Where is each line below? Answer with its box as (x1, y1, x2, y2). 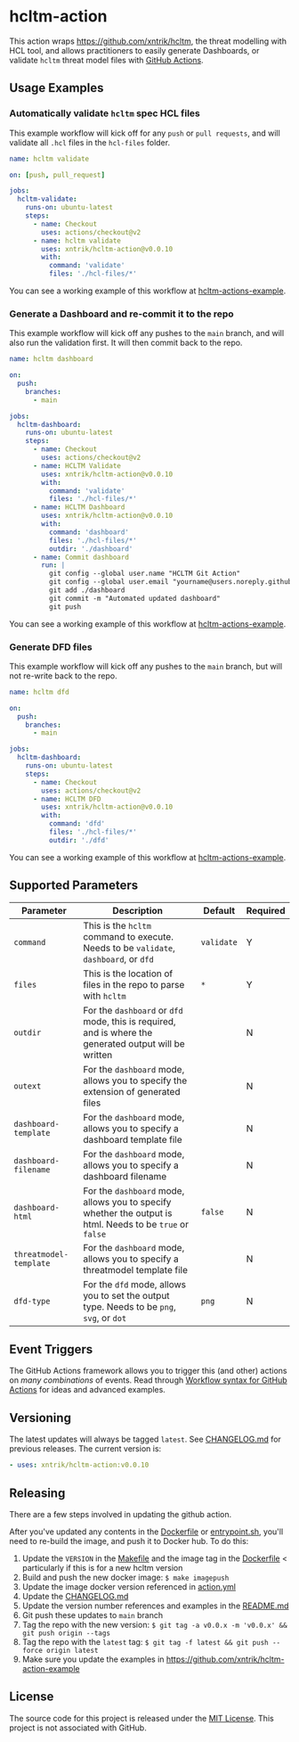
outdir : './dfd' (48, 835, 109, 844)
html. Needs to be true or (83, 1218, 190, 1230)
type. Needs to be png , (83, 1300, 176, 1312)
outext (13, 1081, 42, 1091)
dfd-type (13, 1295, 51, 1306)
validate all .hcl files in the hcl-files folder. (9, 136, 171, 148)
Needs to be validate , (83, 941, 176, 954)
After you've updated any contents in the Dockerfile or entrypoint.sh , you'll (9, 1526, 284, 1537)
